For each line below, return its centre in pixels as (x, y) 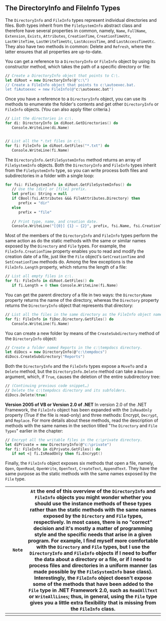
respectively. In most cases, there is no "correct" (93, 522)
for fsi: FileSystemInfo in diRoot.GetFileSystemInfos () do (68, 185)
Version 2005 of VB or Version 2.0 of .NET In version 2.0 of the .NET (76, 404)
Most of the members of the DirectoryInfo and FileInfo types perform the (82, 235)
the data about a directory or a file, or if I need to (93, 560)
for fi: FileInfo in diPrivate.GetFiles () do (53, 449)
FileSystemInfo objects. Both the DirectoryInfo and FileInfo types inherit (81, 165)
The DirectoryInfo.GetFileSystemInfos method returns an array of (73, 160)
